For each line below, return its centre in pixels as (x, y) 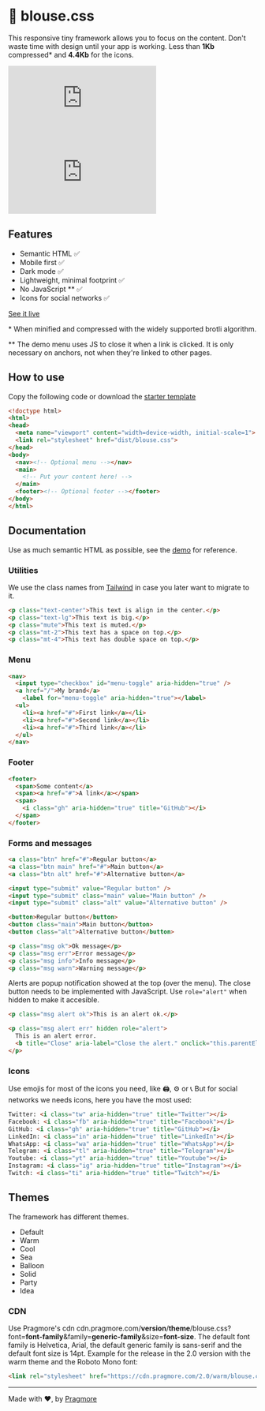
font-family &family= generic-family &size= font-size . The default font (138, 1337)
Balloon (32, 1265)
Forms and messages (50, 843)
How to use (36, 378)
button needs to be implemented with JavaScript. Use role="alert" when (127, 992)
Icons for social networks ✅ (65, 298)
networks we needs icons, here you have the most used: (100, 1100)
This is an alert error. (56, 1036)
